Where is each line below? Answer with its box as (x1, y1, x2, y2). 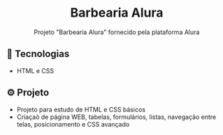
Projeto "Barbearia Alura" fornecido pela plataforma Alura (34, 28, 200, 36)
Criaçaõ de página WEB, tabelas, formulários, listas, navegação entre (16, 113, 217, 121)
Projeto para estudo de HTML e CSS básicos (16, 105, 146, 113)
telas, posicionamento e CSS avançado (16, 120, 130, 128)
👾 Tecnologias (6, 48, 70, 60)
